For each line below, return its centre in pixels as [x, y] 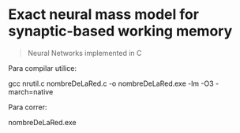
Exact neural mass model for [104, 15]
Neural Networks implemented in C [84, 53]
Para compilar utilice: [43, 68]
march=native [31, 91]
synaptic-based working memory [120, 31]
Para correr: [28, 107]
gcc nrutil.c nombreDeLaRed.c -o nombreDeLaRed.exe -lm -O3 [111, 83]
